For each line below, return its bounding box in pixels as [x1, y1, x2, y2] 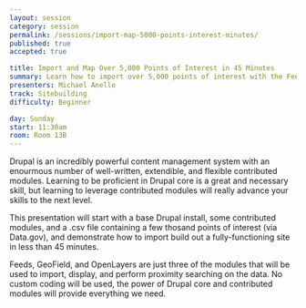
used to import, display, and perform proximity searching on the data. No [9, 269, 283, 280]
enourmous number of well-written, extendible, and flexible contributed [9, 166, 278, 177]
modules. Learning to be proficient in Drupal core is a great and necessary [9, 175, 289, 187]
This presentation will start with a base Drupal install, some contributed [9, 212, 276, 223]
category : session [9, 22, 79, 31]
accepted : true [9, 47, 67, 56]
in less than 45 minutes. [9, 241, 99, 252]
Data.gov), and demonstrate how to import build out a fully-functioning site [9, 231, 291, 242]
